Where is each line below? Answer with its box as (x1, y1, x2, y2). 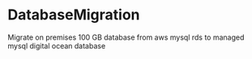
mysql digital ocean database (7, 40, 106, 50)
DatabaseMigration (7, 6, 140, 24)
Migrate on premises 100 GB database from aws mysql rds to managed (7, 32, 245, 42)
